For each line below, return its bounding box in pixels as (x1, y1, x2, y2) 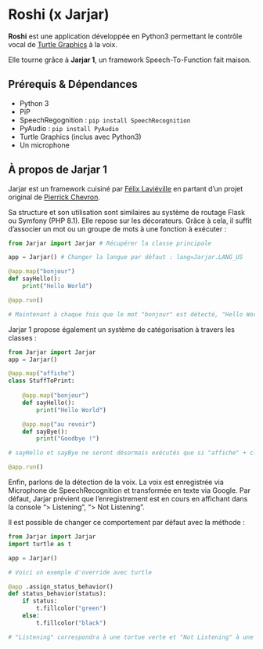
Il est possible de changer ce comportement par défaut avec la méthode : (8, 518, 245, 527)
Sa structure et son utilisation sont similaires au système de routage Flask (8, 207, 245, 217)
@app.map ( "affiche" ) (8, 370, 76, 377)
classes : (8, 333, 37, 342)
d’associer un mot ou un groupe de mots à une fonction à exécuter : (8, 224, 227, 233)
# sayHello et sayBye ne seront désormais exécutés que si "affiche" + (8, 449, 247, 457)
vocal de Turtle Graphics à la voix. (8, 39, 118, 49)
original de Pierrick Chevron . (8, 192, 100, 202)
